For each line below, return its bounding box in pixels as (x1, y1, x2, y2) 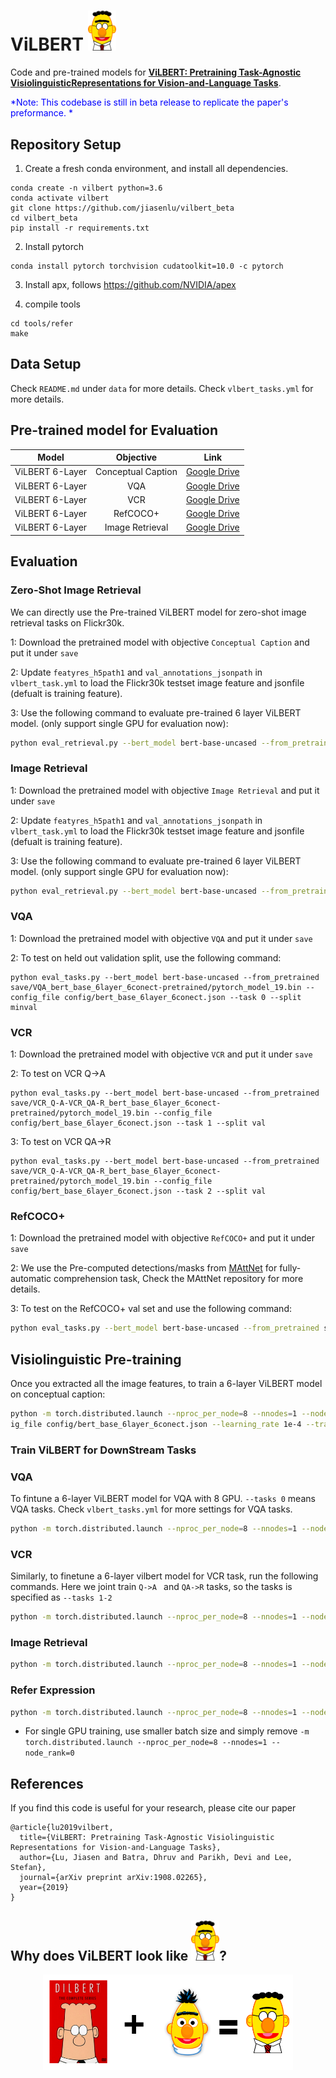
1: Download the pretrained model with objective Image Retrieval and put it (10, 784, 320, 796)
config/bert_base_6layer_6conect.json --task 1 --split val (10, 1118, 267, 1129)
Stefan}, (10, 1863, 47, 1873)
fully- (279, 1262, 302, 1274)
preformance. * (10, 107, 73, 119)
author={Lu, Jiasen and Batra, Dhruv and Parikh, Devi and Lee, (19, 1853, 293, 1863)
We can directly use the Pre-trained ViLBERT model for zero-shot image (10, 606, 307, 618)
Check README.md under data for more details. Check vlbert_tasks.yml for (10, 382, 314, 394)
